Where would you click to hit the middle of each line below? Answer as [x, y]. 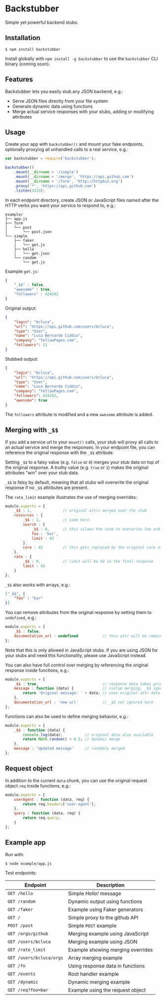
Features [19, 80]
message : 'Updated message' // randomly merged [69, 749]
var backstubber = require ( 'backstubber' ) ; [51, 159]
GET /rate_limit [27, 950]
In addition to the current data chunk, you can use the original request [76, 780]
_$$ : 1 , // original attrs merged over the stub [81, 511]
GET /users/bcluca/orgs [36, 958]
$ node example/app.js [28, 863]
